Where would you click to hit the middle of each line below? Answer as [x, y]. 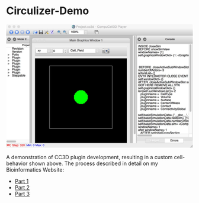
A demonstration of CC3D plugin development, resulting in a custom [89, 157]
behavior [17, 163]
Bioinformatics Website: [35, 169]
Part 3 [22, 194]
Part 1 [22, 181]
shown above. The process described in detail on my [93, 163]
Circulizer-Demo [48, 11]
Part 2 [22, 187]
